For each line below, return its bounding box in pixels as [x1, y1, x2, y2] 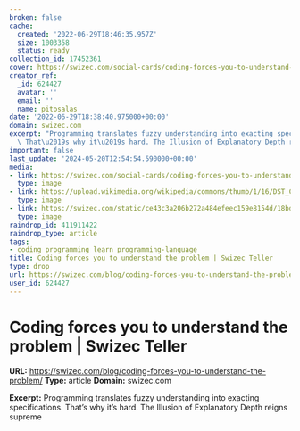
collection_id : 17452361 [9, 54, 102, 63]
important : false [9, 145, 74, 154]
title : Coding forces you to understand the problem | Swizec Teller [9, 253, 274, 263]
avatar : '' [17, 87, 58, 96]
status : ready [17, 46, 70, 55]
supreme [9, 411, 42, 422]
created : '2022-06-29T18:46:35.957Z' [17, 29, 158, 38]
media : [9, 162, 34, 171]
